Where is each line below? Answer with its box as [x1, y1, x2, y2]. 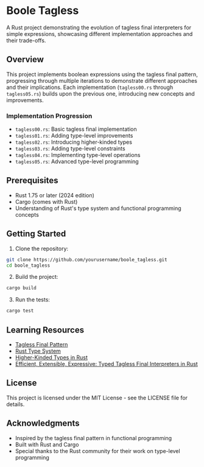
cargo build [6, 285, 37, 291]
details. [6, 400, 25, 408]
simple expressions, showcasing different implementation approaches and [6, 30, 193, 37]
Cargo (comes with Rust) [15, 198, 78, 205]
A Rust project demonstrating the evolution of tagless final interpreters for [6, 24, 192, 31]
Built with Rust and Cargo [15, 441, 79, 448]
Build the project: [15, 273, 58, 281]
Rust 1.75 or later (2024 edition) [15, 191, 94, 198]
